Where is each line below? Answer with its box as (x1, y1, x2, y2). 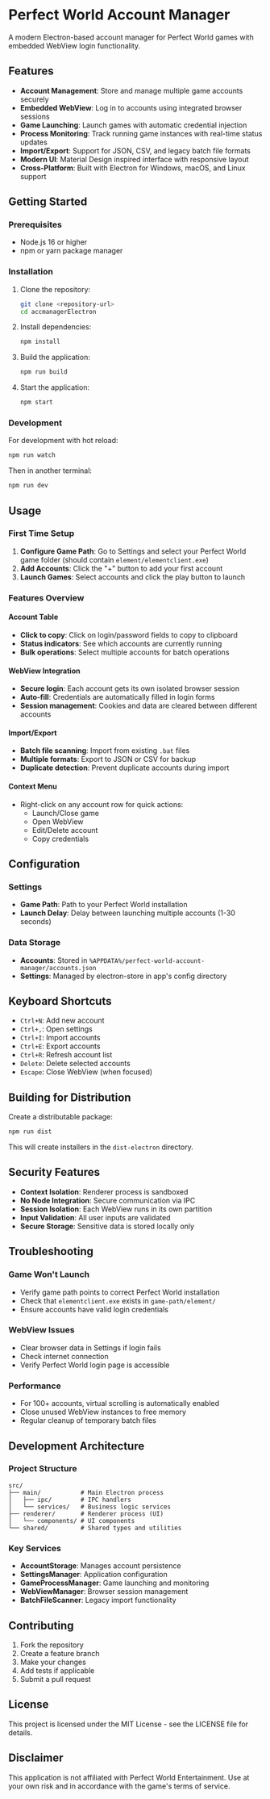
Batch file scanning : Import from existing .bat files (19, 746, 190, 755)
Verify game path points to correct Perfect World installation (19, 1287, 220, 1297)
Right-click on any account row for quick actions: (19, 799, 184, 809)
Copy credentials (31, 834, 89, 843)
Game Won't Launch (8, 1269, 90, 1280)
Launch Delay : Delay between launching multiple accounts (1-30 (19, 908, 236, 918)
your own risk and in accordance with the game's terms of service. (8, 1781, 231, 1791)
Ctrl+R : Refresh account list (19, 1050, 113, 1060)
